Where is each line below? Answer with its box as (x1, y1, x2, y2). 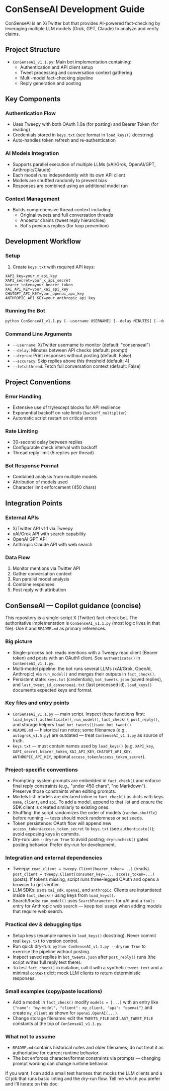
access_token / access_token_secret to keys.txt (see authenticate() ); (12, 826, 155, 832)
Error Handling (5, 393, 42, 400)
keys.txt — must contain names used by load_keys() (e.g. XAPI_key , (12, 743, 155, 749)
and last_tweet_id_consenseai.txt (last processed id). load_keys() (12, 682, 152, 688)
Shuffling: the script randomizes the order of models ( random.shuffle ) (12, 810, 157, 816)
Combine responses (12, 581, 54, 588)
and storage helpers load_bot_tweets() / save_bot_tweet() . (12, 721, 133, 727)
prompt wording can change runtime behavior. (12, 1060, 109, 1067)
